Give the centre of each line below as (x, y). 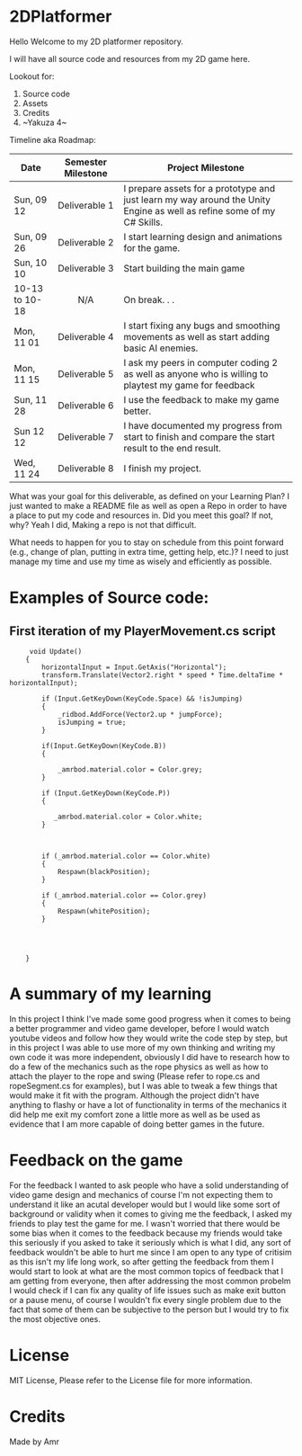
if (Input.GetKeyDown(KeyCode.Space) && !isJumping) (142, 699)
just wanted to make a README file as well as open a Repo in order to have (148, 505)
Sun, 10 (31, 263)
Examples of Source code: (109, 598)
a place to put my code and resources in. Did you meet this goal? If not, (142, 515)
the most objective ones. (55, 1318)
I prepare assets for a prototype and (200, 188)
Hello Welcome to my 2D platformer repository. (97, 41)
